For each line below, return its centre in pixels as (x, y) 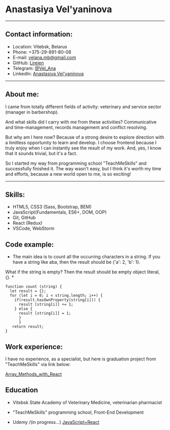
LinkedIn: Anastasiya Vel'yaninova (48, 73)
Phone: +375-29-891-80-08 (42, 52)
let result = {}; (28, 291)
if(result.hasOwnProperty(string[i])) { (57, 300)
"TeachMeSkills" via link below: (38, 364)
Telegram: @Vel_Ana (34, 68)
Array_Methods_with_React (34, 374)
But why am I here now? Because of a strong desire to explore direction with (85, 137)
